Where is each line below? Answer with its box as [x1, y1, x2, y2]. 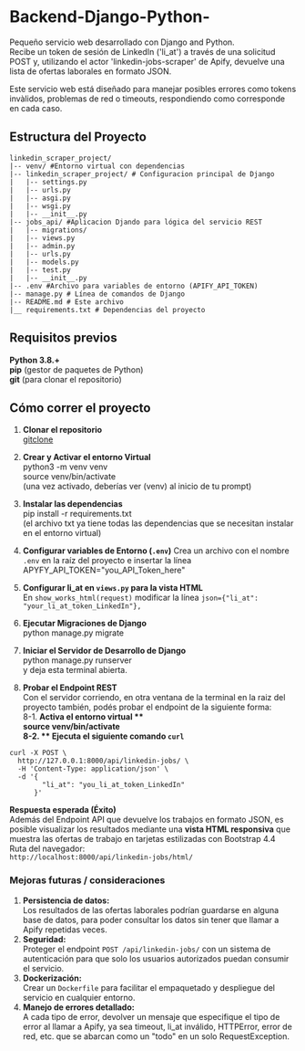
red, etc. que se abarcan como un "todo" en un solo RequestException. [22, 1030, 290, 1042]
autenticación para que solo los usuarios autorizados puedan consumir [22, 952, 290, 964]
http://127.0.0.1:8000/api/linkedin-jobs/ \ [17, 756, 189, 766]
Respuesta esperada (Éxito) [9, 804, 117, 815]
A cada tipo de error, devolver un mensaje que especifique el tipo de [22, 1011, 280, 1022]
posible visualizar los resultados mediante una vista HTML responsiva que [9, 824, 291, 835]
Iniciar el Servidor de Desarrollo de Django [22, 646, 187, 657]
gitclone [22, 434, 54, 445]
